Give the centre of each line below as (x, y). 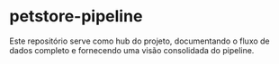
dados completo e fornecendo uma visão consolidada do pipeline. (132, 50)
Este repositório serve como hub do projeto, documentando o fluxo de (139, 41)
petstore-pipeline (76, 16)
